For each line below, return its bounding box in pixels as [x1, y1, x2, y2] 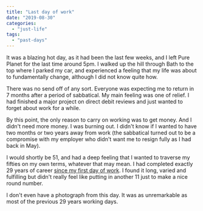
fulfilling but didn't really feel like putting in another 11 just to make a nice [6, 173, 188, 180]
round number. [6, 180, 44, 187]
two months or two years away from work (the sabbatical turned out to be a [6, 129, 196, 136]
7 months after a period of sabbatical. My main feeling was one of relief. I [6, 92, 190, 99]
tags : [6, 32, 20, 38]
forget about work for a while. [6, 105, 81, 111]
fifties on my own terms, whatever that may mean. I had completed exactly [6, 161, 193, 167]
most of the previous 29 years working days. [6, 198, 119, 205]
